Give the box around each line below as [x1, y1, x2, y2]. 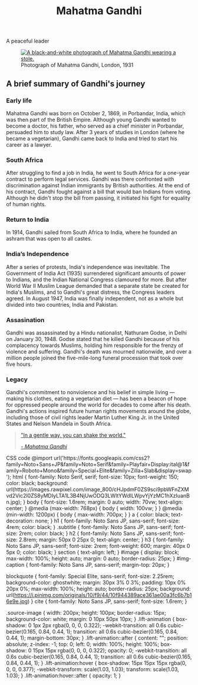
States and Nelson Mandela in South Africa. [6, 420, 112, 427]
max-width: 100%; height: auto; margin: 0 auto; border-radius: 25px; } [6, 555, 176, 562]
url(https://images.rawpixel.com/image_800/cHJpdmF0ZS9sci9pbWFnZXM [6, 486, 190, 493]
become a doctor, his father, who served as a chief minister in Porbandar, [6, 122, 184, 129]
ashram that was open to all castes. [6, 235, 93, 242]
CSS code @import [6, 454, 53, 462]
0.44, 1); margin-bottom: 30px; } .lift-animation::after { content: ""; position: [6, 634, 189, 642]
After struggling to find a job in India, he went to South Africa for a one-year [6, 170, 190, 177]
